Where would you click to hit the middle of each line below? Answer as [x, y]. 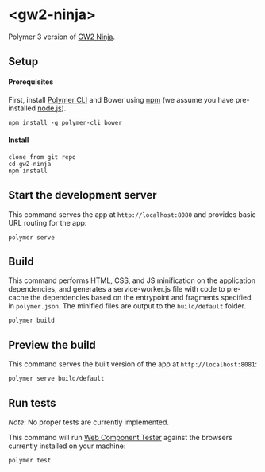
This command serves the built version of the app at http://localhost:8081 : [133, 364]
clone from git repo [42, 157]
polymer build [32, 321]
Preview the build [52, 344]
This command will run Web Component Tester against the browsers [120, 437]
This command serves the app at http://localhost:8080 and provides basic [132, 214]
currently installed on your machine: [67, 446]
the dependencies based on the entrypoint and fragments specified [141, 298]
